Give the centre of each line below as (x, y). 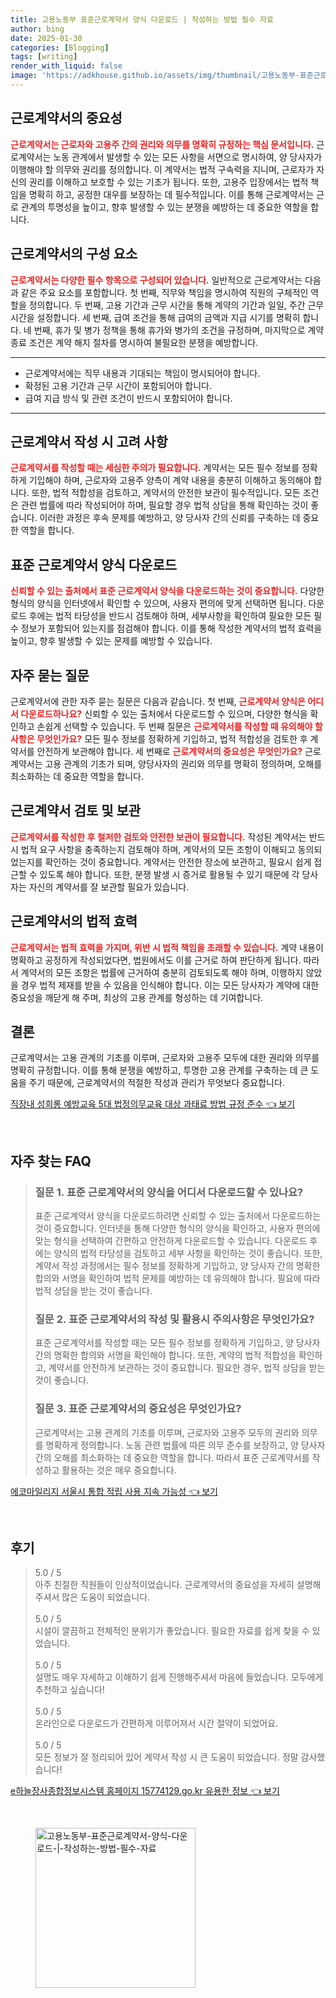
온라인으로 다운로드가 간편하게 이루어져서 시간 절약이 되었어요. (156, 1723)
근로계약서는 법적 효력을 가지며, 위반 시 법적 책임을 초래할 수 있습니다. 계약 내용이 (167, 947)
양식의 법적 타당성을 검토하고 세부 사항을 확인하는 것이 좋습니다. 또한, (188, 1253)
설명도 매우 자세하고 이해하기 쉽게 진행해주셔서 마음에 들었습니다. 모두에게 (179, 1677)
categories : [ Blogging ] (60, 47)
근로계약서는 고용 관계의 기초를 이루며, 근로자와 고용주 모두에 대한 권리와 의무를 (165, 1058)
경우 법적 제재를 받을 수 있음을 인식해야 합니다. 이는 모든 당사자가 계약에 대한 (170, 985)
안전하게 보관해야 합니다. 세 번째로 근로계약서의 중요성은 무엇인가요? (169, 751)
